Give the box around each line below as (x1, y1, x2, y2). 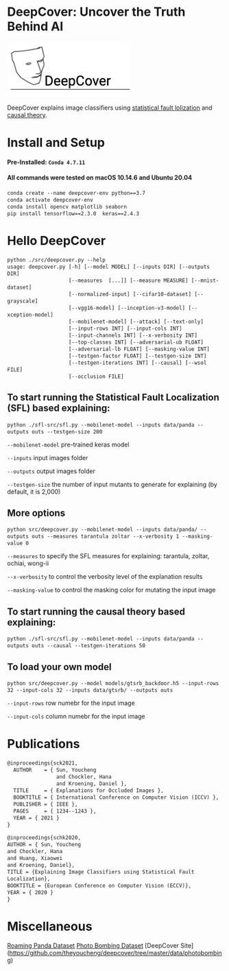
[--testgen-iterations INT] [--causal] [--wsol (68, 359, 207, 366)
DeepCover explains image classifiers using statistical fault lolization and (7, 104, 213, 112)
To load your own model (7, 661, 112, 673)
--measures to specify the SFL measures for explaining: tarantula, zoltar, (7, 552, 210, 560)
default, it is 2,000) (7, 488, 61, 496)
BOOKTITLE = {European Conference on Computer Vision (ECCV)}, (7, 883, 192, 889)
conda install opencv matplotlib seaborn (7, 203, 128, 210)
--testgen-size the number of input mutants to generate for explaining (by (7, 480, 217, 488)
